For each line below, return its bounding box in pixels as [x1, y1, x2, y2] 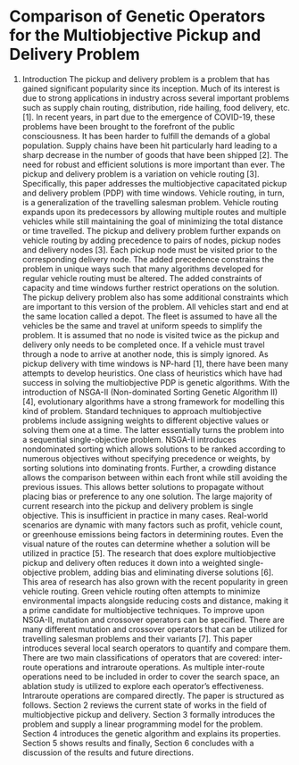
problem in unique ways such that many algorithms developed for [21, 263, 264, 274]
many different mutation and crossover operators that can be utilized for [21, 623, 288, 635]
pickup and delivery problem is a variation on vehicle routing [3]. [21, 168, 261, 179]
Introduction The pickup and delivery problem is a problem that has [21, 73, 270, 84]
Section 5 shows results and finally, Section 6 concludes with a [21, 737, 254, 748]
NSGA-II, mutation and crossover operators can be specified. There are [21, 614, 286, 625]
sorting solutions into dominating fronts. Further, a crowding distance [21, 462, 277, 473]
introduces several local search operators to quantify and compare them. [21, 643, 291, 653]
